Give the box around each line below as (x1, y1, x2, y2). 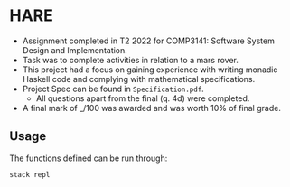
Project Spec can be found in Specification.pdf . (22, 83, 205, 94)
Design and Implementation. (22, 44, 128, 55)
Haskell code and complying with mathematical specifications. (22, 73, 256, 84)
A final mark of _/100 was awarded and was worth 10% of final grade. (22, 102, 282, 113)
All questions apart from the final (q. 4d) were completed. (35, 92, 250, 104)
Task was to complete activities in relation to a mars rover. (22, 54, 239, 65)
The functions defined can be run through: (9, 153, 168, 164)
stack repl (9, 170, 51, 179)
